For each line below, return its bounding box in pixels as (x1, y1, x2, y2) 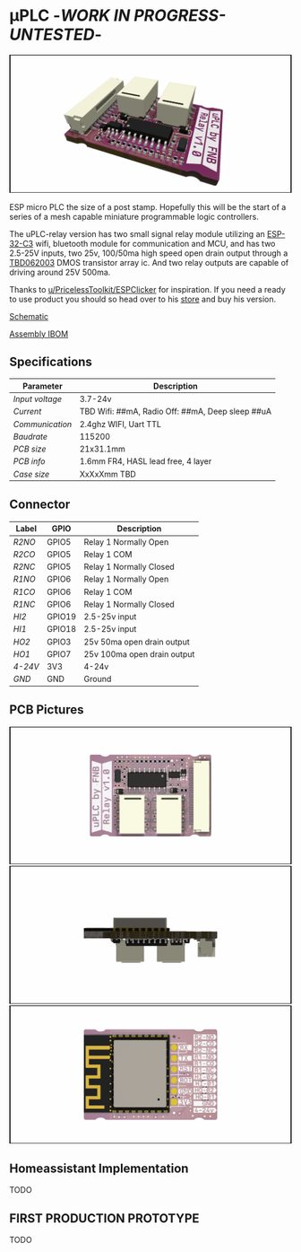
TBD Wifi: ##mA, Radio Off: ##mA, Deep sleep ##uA (79, 406, 271, 417)
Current (13, 406, 42, 417)
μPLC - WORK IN (9, 5, 131, 26)
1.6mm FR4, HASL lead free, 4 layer (79, 456, 212, 467)
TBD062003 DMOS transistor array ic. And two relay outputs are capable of (9, 257, 289, 267)
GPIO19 (46, 611, 76, 622)
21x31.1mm (79, 443, 125, 454)
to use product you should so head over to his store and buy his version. (9, 293, 277, 304)
